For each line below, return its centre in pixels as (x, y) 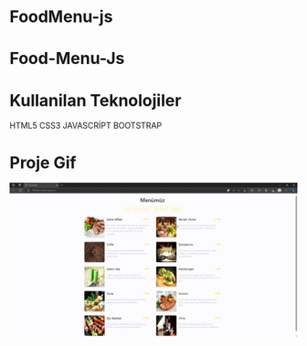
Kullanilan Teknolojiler (95, 100)
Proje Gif (43, 163)
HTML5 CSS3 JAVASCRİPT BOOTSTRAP (86, 126)
